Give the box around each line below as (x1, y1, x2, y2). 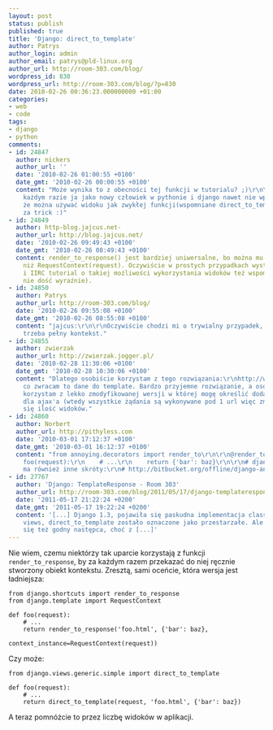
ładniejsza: (8, 574, 45, 584)
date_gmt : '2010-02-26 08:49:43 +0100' (15, 246, 151, 254)
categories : (8, 95, 49, 103)
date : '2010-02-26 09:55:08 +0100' (15, 306, 136, 315)
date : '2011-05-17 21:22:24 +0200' (15, 495, 136, 504)
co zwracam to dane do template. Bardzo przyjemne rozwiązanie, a (23, 382, 253, 390)
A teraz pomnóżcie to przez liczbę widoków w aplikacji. (8, 712, 194, 722)
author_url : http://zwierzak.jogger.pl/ (15, 352, 154, 360)
